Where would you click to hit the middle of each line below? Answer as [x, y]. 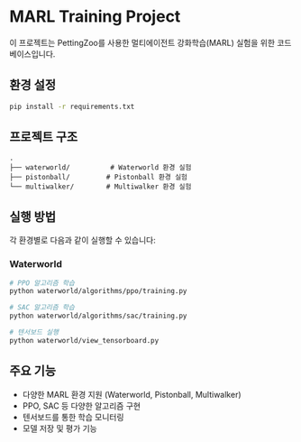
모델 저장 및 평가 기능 [59, 428]
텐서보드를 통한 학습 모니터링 [73, 417]
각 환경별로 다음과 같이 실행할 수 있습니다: [82, 240]
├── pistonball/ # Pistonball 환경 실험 [98, 178]
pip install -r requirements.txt [72, 106]
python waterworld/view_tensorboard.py [84, 340]
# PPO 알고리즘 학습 [42, 283]
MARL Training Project [95, 17]
